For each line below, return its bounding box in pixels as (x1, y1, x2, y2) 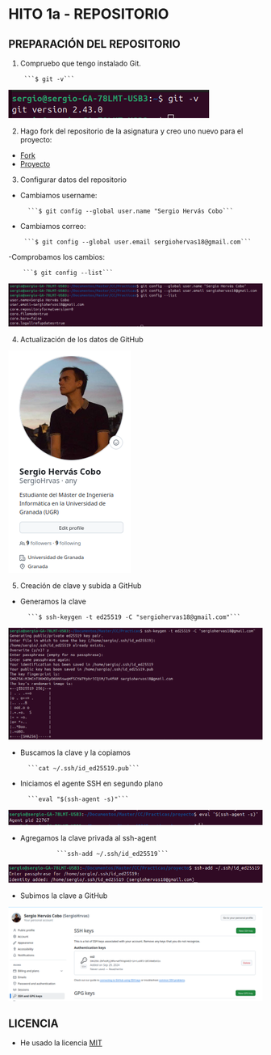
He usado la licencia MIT (19, 1038, 102, 1048)
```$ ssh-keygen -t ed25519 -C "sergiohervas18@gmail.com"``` (27, 613, 241, 621)
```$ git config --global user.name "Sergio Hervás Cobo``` (27, 207, 234, 215)
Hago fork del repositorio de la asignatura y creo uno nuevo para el (19, 126, 244, 136)
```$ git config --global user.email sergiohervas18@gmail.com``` (23, 238, 252, 246)
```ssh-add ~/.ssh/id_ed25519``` (56, 850, 169, 858)
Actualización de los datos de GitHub (19, 335, 144, 345)
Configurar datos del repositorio (19, 175, 127, 184)
